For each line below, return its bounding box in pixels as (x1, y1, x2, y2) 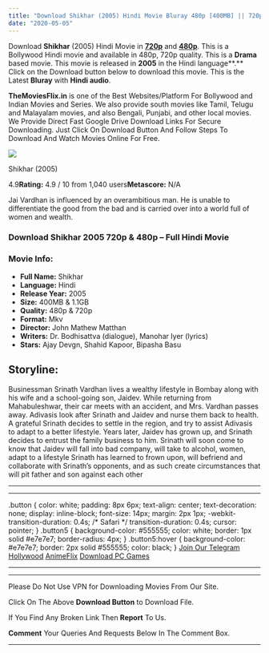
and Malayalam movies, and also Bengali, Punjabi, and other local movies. (8, 107, 252, 117)
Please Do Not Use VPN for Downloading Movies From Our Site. (8, 582, 219, 591)
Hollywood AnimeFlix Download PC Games (8, 550, 150, 561)
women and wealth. (8, 212, 74, 221)
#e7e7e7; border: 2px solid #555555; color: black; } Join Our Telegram (8, 542, 240, 552)
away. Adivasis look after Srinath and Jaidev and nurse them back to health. (8, 409, 259, 419)
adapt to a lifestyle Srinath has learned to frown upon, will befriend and (8, 452, 243, 462)
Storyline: (8, 363, 58, 377)
